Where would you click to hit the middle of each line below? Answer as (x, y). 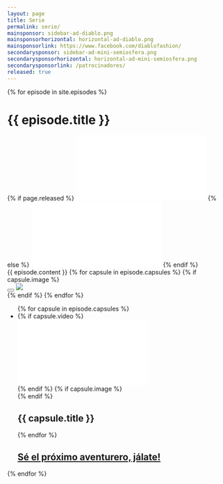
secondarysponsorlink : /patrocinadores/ (67, 65)
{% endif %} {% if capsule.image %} (70, 389)
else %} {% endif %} (103, 265)
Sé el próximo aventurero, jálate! (89, 457)
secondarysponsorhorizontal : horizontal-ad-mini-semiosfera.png (102, 59)
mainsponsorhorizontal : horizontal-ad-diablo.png (81, 40)
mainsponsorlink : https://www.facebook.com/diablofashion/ (94, 46)
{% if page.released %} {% (112, 198)
